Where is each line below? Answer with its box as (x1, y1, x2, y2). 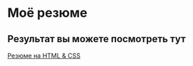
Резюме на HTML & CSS (7, 51, 80, 60)
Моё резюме (7, 5, 88, 21)
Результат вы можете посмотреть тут (7, 33, 187, 45)
